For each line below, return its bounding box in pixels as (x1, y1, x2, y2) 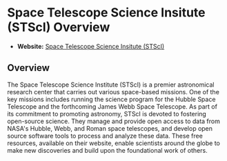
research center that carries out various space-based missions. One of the (7, 87, 219, 96)
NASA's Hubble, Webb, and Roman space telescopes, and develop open (7, 124, 213, 132)
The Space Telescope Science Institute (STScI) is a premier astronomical (7, 80, 215, 89)
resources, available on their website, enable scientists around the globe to (7, 139, 221, 147)
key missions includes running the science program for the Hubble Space (7, 95, 216, 103)
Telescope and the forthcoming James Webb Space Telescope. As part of (7, 102, 217, 111)
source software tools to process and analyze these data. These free (7, 131, 204, 140)
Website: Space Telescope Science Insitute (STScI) (17, 42, 165, 50)
